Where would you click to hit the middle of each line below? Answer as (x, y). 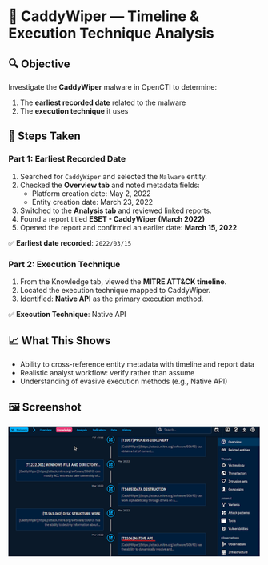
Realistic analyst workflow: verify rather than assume (107, 372)
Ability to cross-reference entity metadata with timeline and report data (137, 364)
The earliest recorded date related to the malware (103, 102)
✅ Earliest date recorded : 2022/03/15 (70, 242)
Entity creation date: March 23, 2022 (92, 202)
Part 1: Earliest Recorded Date (67, 159)
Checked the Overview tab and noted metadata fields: (110, 185)
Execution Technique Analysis (111, 33)
